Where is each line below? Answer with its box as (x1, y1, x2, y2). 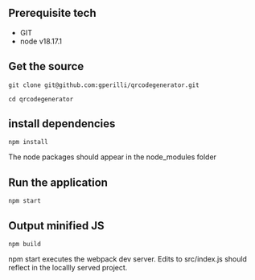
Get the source (8, 60, 84, 73)
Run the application (8, 175, 109, 189)
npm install (8, 138, 48, 146)
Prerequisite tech (8, 6, 97, 20)
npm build (8, 241, 42, 249)
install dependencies (8, 117, 116, 131)
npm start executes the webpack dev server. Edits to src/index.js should (8, 254, 248, 264)
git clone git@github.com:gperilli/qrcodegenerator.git (8, 80, 199, 89)
